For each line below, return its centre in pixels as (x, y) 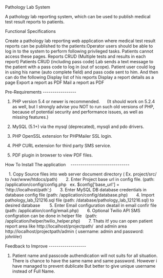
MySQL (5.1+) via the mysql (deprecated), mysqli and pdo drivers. (78, 126)
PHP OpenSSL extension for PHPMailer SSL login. (62, 136)
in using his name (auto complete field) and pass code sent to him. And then (82, 72)
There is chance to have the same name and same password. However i (84, 261)
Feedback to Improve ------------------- (46, 246)
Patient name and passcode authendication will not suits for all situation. (85, 255)
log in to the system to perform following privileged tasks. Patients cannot (79, 51)
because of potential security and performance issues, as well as (78, 112)
